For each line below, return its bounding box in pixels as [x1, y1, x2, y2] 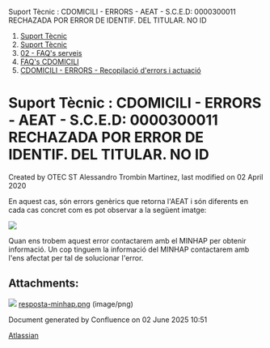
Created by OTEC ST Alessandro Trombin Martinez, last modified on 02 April [8, 172, 264, 181]
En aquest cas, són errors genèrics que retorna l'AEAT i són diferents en [8, 196, 249, 206]
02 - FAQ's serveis [19, 49, 82, 57]
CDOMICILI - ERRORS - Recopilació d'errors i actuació [19, 66, 201, 75]
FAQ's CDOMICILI [19, 57, 79, 66]
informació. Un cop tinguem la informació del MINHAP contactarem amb [8, 244, 250, 254]
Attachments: [8, 277, 79, 291]
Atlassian [8, 330, 39, 340]
